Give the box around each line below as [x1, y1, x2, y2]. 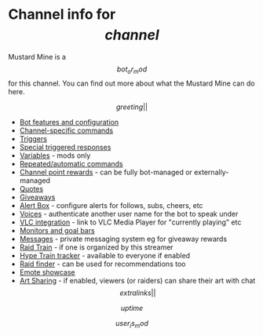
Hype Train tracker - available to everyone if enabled [19, 250, 191, 260]
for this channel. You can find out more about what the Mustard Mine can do [8, 79, 255, 88]
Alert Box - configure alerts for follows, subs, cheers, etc [19, 200, 203, 210]
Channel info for [8, 5, 116, 24]
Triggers [19, 133, 47, 143]
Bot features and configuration [19, 117, 119, 126]
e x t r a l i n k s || [119, 288, 156, 298]
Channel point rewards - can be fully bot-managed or [19, 167, 192, 177]
